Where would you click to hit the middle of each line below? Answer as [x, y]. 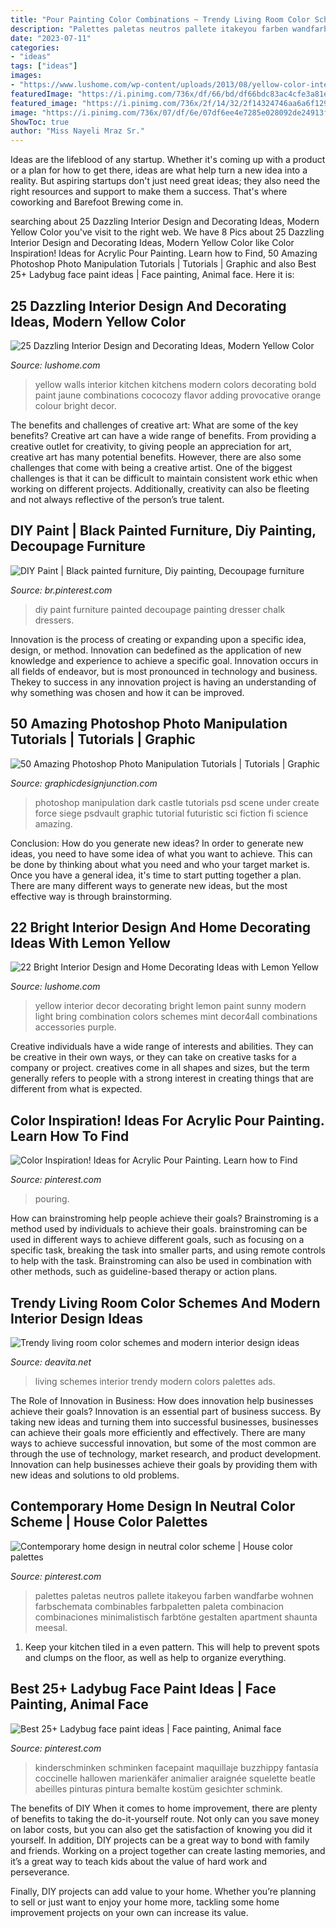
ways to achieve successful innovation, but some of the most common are [163, 1443]
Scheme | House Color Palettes [109, 1522]
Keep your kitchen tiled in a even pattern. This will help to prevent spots [172, 1647]
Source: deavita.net [51, 1362]
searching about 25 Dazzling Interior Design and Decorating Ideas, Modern [165, 222]
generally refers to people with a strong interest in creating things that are [162, 1078]
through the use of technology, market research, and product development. [166, 1454]
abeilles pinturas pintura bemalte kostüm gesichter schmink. [158, 1788]
